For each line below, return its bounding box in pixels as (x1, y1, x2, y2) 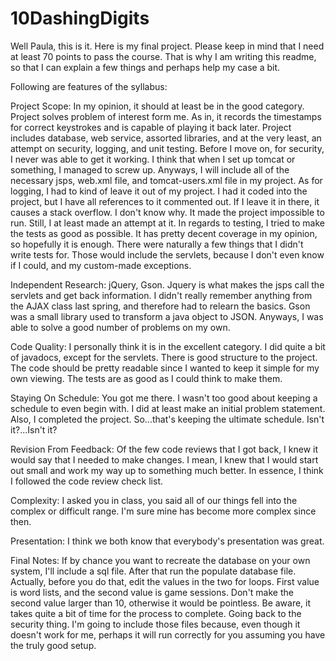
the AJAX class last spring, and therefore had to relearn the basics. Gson (10, 300, 311, 312)
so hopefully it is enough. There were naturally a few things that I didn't (10, 238, 304, 250)
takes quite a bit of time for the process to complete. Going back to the (10, 607, 302, 619)
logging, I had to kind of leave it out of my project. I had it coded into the (10, 185, 308, 197)
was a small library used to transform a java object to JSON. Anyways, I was (10, 310, 324, 322)
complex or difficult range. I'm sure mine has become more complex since (10, 505, 317, 517)
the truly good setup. (10, 639, 97, 651)
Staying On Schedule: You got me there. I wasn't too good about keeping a (10, 392, 318, 404)
